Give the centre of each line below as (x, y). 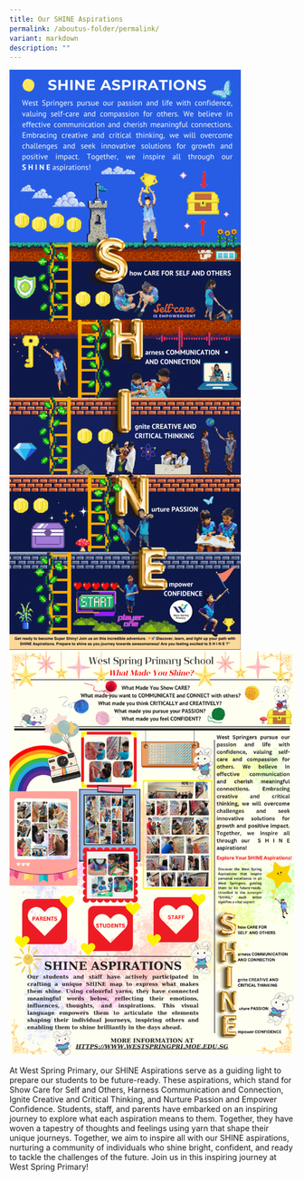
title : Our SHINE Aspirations (66, 19)
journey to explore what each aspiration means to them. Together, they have (152, 1118)
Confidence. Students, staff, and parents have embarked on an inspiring (144, 1109)
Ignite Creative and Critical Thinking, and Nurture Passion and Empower (143, 1099)
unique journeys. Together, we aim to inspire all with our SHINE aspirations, (149, 1138)
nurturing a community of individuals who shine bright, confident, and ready (152, 1147)
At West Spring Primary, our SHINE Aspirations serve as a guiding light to (146, 1070)
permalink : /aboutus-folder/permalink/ (85, 29)
